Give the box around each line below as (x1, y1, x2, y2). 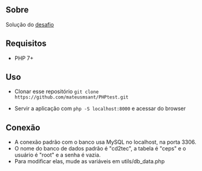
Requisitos (5, 39, 47, 49)
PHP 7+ (14, 54, 34, 62)
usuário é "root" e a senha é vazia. (14, 151, 101, 159)
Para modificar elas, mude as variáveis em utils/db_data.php (14, 158, 165, 165)
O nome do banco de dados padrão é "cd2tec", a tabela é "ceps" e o (14, 145, 186, 152)
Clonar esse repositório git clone (14, 88, 99, 95)
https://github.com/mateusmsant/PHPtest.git (14, 94, 129, 100)
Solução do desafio (5, 21, 54, 28)
